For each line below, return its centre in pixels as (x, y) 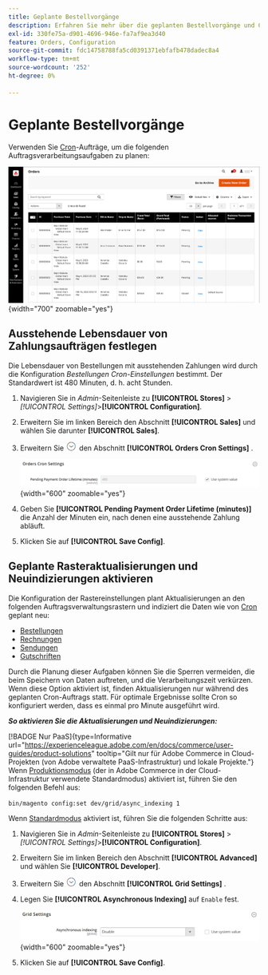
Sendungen (39, 648)
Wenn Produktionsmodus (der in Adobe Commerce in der (102, 770)
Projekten (24, 762)
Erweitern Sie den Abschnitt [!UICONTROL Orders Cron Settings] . (136, 448)
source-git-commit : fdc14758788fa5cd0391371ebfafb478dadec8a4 (114, 51)
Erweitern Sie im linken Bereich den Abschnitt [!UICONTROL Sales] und (138, 422)
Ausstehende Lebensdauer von (88, 334)
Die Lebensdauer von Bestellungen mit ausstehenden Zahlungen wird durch (133, 365)
